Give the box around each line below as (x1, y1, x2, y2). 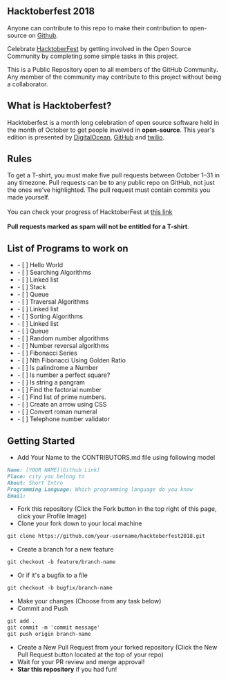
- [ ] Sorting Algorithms (17, 312, 84, 320)
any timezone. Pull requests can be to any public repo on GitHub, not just (7, 179, 216, 187)
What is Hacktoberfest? (7, 100, 112, 112)
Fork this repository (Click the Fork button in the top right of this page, (17, 505, 217, 513)
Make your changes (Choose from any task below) (17, 597, 162, 605)
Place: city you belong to (7, 473, 85, 480)
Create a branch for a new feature (17, 545, 114, 554)
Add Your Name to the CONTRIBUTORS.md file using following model (17, 454, 216, 462)
